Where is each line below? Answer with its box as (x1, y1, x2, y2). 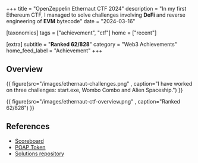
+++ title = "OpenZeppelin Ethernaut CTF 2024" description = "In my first (6, 5, 187, 12)
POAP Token (14, 143, 46, 151)
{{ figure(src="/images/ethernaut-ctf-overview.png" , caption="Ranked (6, 98, 180, 105)
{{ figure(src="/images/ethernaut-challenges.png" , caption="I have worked (6, 80, 193, 87)
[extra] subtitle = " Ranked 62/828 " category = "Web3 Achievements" (6, 41, 177, 48)
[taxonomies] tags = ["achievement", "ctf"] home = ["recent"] (6, 29, 157, 36)
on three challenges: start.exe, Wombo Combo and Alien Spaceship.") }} (6, 86, 183, 93)
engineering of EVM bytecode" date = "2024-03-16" (6, 18, 136, 24)
